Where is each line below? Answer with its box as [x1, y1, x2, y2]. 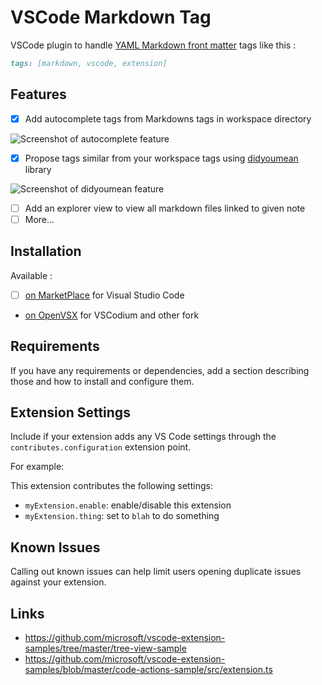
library [24, 163, 52, 175]
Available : [10, 269, 53, 281]
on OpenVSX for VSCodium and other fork [24, 309, 200, 321]
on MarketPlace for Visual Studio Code [24, 289, 185, 301]
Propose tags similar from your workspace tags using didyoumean [24, 152, 299, 164]
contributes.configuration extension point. [10, 441, 192, 453]
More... [24, 213, 55, 225]
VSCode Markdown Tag [10, 6, 212, 29]
